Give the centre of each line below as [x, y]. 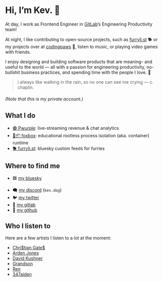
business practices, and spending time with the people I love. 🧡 [86, 72]
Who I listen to [28, 226]
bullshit [13, 72]
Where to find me [33, 166]
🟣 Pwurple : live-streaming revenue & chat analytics [66, 128]
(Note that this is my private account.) [44, 99]
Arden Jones [25, 253]
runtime [20, 143]
